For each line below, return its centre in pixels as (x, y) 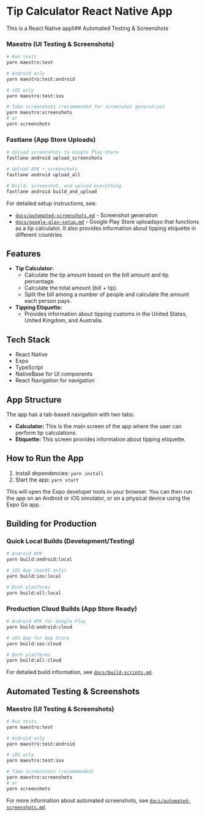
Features (24, 254)
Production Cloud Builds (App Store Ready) (72, 609)
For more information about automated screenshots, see (77, 800)
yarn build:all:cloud (34, 661)
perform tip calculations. (46, 432)
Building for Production (51, 524)
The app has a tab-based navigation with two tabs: (70, 414)
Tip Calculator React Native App (89, 11)
